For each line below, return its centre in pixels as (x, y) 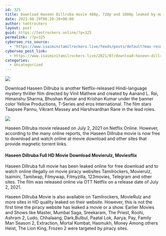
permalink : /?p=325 (25, 38)
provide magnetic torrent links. (36, 144)
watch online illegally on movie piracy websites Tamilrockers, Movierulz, (79, 172)
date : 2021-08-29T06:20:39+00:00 (40, 19)
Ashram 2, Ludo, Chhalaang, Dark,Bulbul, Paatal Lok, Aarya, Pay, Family (78, 218)
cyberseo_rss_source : (27, 42)
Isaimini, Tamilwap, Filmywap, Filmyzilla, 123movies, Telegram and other (79, 177)
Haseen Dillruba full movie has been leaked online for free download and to (82, 166)
